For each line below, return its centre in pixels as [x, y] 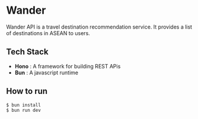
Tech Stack [27, 52]
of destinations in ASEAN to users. [48, 33]
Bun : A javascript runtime [47, 73]
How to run [27, 91]
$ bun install [24, 105]
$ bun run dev [24, 111]
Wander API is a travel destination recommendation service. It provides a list [99, 27]
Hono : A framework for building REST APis [68, 66]
